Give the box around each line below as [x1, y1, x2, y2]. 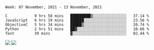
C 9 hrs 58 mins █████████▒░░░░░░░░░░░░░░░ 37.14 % [5, 13, 149, 18]
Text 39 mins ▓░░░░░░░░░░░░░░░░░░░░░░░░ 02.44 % [5, 31, 149, 36]
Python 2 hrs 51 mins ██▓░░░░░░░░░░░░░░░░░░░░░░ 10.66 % [5, 26, 149, 31]
